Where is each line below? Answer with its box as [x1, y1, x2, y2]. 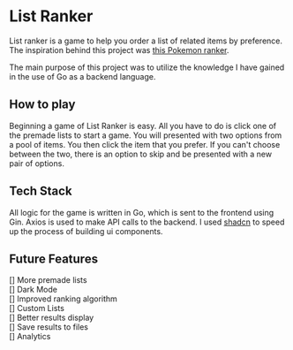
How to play [9, 97, 76, 112]
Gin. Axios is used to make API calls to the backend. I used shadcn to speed [9, 217, 285, 227]
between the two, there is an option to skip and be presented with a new [9, 148, 272, 159]
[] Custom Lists [9, 303, 64, 314]
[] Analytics [9, 331, 51, 342]
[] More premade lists [9, 275, 87, 285]
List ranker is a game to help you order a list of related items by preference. [9, 35, 283, 46]
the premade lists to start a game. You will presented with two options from [9, 130, 282, 141]
